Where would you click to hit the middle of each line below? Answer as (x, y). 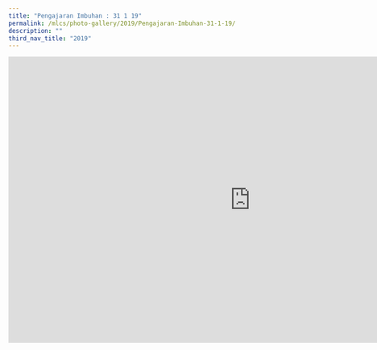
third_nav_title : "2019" (50, 38)
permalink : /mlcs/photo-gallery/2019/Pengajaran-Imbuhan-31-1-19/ (122, 23)
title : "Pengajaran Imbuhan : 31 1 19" (75, 16)
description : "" (35, 31)
